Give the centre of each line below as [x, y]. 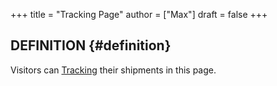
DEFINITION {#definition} [91, 45]
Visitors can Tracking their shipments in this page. [113, 70]
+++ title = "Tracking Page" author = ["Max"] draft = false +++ [139, 14]
